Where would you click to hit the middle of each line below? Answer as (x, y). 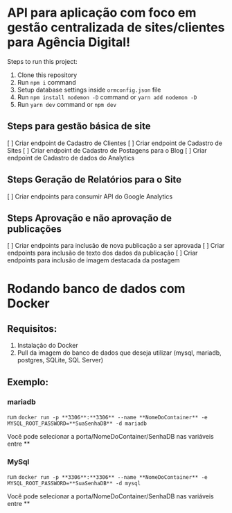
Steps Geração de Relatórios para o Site (95, 179)
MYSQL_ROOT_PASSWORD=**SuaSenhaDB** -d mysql (74, 484)
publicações (35, 229)
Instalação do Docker (47, 346)
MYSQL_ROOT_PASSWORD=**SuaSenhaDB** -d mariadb (77, 424)
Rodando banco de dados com (96, 288)
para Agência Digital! (69, 42)
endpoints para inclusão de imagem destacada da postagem (93, 260)
